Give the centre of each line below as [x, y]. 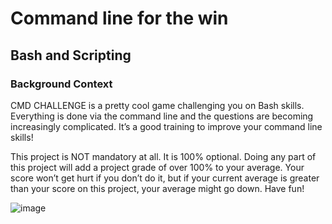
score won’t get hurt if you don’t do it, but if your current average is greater [165, 178]
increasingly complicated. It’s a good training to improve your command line [166, 126]
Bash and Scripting [71, 55]
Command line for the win [119, 18]
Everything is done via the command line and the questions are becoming [162, 116]
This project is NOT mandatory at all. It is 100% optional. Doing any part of [163, 156]
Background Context [61, 84]
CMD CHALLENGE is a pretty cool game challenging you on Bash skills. [157, 105]
